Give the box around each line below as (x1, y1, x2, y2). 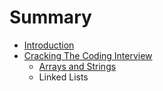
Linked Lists (38, 71, 89, 83)
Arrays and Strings (38, 60, 117, 72)
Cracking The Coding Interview (23, 49, 153, 61)
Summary (9, 6, 92, 29)
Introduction (23, 39, 75, 51)
